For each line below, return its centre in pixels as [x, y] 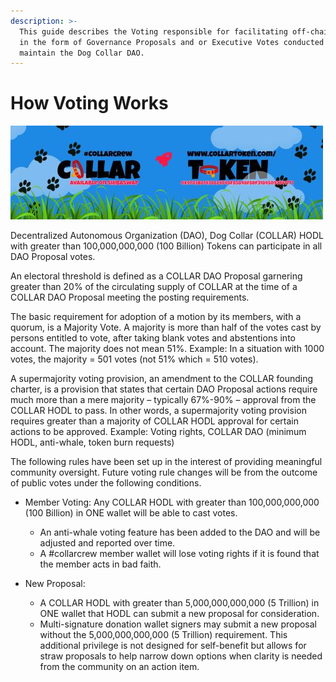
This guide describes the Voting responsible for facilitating [153, 31]
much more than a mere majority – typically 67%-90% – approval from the [163, 400]
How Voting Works [89, 103]
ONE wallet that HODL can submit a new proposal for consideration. [179, 614]
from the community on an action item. [119, 667]
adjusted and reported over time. [107, 543]
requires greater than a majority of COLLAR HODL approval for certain [154, 421]
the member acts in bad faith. [100, 564]
